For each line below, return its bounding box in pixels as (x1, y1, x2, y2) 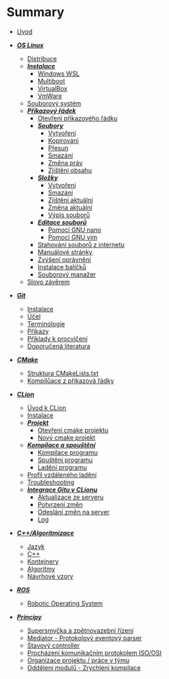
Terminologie (27, 319, 66, 328)
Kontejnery (27, 557, 59, 566)
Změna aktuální (47, 203, 92, 211)
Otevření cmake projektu (37, 426, 109, 434)
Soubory (37, 121, 64, 129)
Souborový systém (27, 99, 82, 107)
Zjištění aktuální (47, 195, 94, 204)
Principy (16, 612, 43, 621)
